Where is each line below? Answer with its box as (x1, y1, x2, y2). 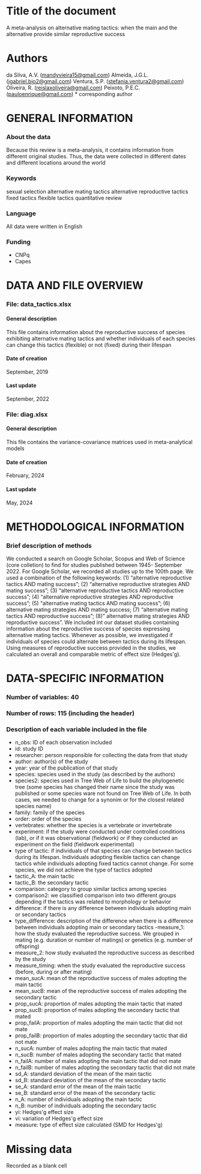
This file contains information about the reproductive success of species (6, 328, 185, 335)
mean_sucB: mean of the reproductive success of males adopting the (14, 987, 187, 995)
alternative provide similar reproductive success (6, 30, 125, 37)
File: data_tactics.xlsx (6, 300, 72, 308)
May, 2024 (6, 499, 33, 506)
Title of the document (6, 4, 116, 18)
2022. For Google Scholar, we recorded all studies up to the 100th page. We (6, 568, 194, 575)
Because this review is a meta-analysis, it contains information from (6, 146, 174, 154)
